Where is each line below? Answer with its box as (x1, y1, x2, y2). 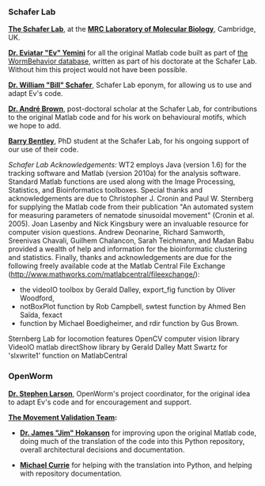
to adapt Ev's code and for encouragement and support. (8, 397, 192, 407)
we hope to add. (8, 121, 62, 131)
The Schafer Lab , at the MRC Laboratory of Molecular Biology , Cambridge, (8, 25, 256, 34)
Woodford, (19, 293, 55, 303)
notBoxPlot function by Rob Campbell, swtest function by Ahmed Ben (19, 302, 246, 312)
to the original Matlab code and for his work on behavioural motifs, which (8, 113, 247, 122)
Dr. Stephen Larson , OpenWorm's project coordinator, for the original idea (8, 388, 251, 398)
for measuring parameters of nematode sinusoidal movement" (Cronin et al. (8, 211, 255, 220)
